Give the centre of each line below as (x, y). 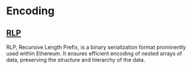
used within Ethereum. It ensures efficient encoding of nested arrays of (94, 54)
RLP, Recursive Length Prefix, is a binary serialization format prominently (96, 47)
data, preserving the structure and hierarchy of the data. (76, 60)
